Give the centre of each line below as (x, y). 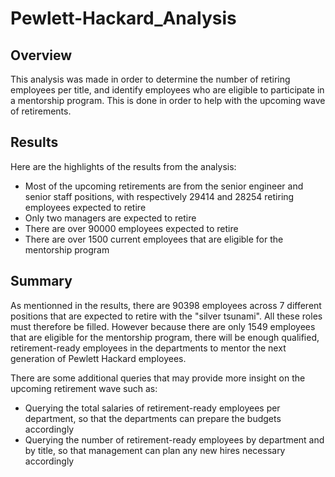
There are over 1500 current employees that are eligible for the (154, 239)
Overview (41, 55)
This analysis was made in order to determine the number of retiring (150, 79)
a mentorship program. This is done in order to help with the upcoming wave (168, 100)
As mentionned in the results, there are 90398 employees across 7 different (166, 305)
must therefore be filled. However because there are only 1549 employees (163, 326)
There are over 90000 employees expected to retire (131, 228)
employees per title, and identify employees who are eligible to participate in (167, 90)
